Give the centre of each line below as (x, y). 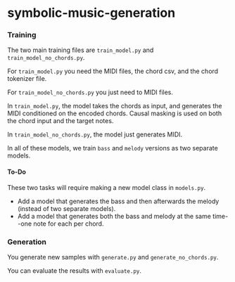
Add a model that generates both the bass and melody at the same (114, 216)
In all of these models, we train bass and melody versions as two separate (113, 148)
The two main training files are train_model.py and (81, 50)
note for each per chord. (69, 224)
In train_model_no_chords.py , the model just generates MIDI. (95, 134)
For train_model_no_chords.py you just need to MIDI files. (90, 92)
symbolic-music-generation (91, 13)
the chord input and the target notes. (61, 121)
